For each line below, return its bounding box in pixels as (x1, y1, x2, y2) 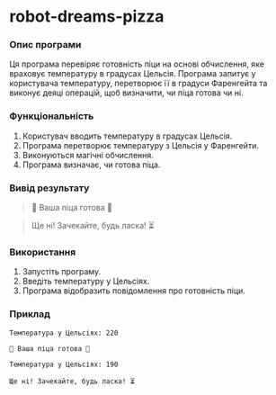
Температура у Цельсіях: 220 (9, 328, 119, 337)
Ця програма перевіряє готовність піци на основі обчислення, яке (9, 58, 265, 69)
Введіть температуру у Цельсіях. (22, 276, 150, 287)
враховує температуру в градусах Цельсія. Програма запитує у (9, 68, 256, 79)
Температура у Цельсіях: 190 (9, 360, 119, 369)
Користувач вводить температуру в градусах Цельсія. (22, 130, 233, 141)
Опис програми (9, 39, 82, 51)
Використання (9, 246, 76, 258)
